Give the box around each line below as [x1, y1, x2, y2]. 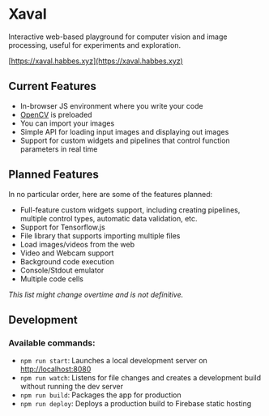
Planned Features [8, 168, 100, 182]
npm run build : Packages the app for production [19, 390, 182, 400]
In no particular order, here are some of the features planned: [8, 189, 213, 199]
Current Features [8, 79, 97, 93]
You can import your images [19, 118, 115, 128]
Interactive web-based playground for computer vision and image [8, 32, 228, 41]
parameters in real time [19, 144, 98, 154]
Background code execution [19, 256, 115, 266]
